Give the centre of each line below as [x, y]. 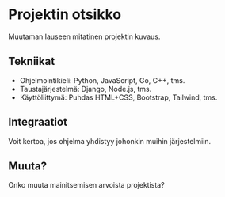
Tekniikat [32, 61]
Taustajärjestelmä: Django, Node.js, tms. [86, 89]
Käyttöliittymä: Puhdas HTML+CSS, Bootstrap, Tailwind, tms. [118, 97]
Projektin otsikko [65, 15]
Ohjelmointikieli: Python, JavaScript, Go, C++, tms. [102, 80]
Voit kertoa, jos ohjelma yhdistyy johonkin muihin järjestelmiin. [110, 141]
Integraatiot [38, 122]
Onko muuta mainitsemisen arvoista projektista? [86, 185]
